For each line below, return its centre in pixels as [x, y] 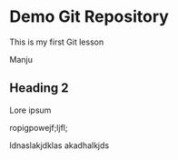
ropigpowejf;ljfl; [39, 127]
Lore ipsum [30, 110]
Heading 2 [40, 88]
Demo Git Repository [89, 17]
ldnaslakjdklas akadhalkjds [59, 145]
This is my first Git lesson [57, 42]
